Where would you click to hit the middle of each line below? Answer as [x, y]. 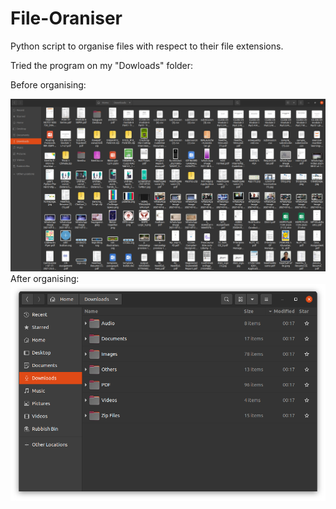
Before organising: [48, 84]
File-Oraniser [66, 18]
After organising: [45, 279]
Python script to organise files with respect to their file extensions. [147, 46]
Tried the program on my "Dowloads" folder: [102, 65]
